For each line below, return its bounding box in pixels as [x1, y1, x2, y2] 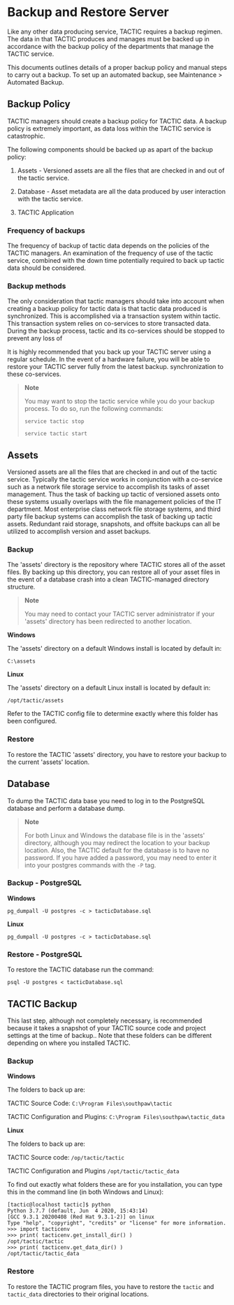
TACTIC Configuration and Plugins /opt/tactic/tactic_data [7, 1167, 180, 1175]
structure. [7, 583, 36, 591]
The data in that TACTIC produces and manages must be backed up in [7, 34, 210, 43]
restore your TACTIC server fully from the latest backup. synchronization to [7, 363, 224, 371]
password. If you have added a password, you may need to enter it [24, 853, 217, 862]
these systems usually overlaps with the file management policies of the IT [7, 498, 222, 506]
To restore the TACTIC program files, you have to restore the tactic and [7, 1282, 214, 1290]
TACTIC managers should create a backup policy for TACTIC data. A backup [7, 117, 227, 125]
